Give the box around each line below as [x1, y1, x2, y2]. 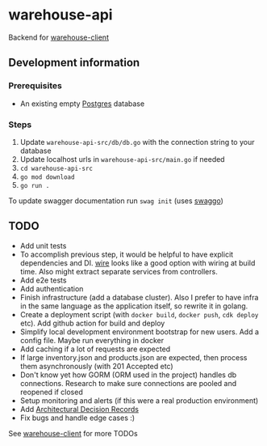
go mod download [19, 172, 75, 181]
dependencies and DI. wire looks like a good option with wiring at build [19, 257, 256, 268]
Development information [8, 56, 140, 70]
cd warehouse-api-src [19, 164, 93, 172]
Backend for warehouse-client [8, 32, 109, 42]
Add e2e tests [19, 275, 67, 285]
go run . [19, 181, 50, 189]
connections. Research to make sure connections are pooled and [19, 378, 237, 388]
